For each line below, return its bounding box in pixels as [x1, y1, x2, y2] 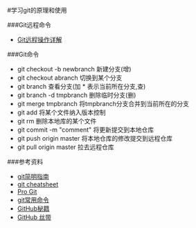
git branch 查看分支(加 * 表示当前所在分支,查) [17, 82, 146, 90]
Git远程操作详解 [17, 35, 62, 44]
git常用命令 [17, 196, 50, 204]
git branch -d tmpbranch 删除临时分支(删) [17, 91, 136, 99]
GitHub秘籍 [17, 204, 50, 213]
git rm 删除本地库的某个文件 [17, 117, 97, 125]
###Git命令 [7, 51, 39, 58]
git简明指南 [17, 173, 50, 180]
